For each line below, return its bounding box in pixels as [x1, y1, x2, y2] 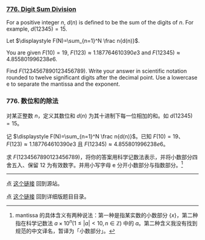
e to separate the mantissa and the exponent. [6, 80, 120, 88]
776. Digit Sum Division [6, 5, 76, 13]
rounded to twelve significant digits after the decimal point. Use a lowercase [6, 74, 198, 81]
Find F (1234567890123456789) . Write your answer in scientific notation [6, 67, 187, 75]
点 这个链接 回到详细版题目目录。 [6, 193, 90, 200]
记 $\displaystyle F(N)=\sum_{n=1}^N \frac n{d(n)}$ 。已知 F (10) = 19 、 [6, 132, 184, 140]
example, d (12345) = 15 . [6, 25, 68, 32]
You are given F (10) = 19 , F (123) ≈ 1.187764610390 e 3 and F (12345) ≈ [6, 49, 181, 56]
